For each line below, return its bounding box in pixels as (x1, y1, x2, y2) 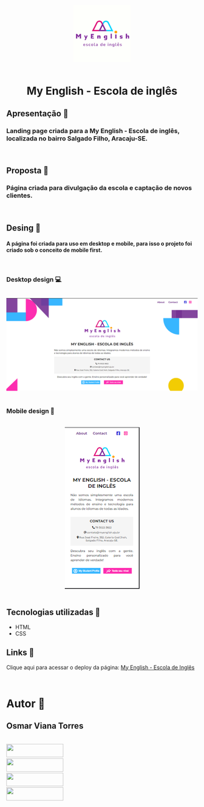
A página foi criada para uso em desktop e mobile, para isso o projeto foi (6, 240, 192, 247)
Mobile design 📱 (6, 406, 55, 415)
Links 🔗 (6, 648, 35, 658)
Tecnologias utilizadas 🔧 (6, 607, 101, 618)
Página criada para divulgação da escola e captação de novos (6, 184, 192, 192)
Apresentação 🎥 (6, 108, 69, 119)
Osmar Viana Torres (6, 721, 84, 731)
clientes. (6, 192, 33, 200)
